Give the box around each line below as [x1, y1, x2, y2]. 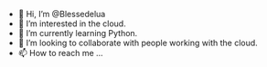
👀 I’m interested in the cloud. [17, 18, 126, 29]
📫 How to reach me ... [17, 48, 103, 58]
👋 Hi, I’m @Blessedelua [17, 9, 106, 19]
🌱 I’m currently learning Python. [17, 28, 138, 38]
